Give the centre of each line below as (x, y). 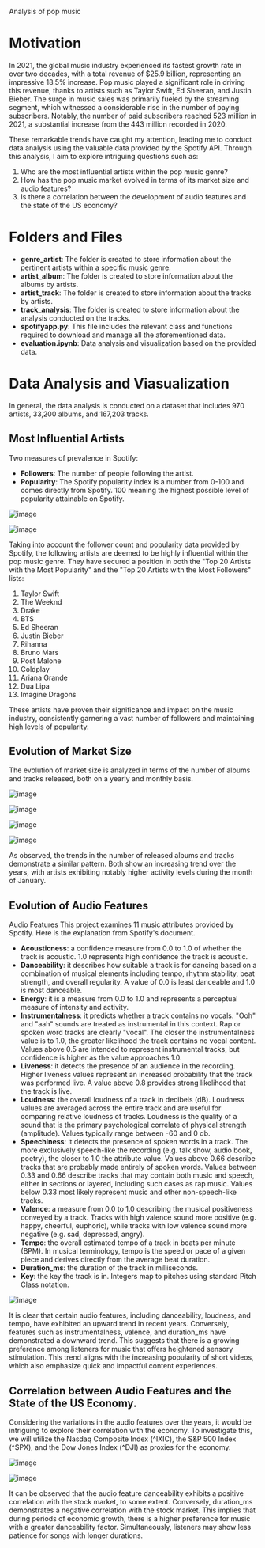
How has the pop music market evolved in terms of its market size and (134, 180)
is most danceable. (51, 990)
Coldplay (35, 669)
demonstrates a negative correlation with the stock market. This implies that (132, 1510)
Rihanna (34, 643)
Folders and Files (66, 237)
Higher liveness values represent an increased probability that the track (136, 1075)
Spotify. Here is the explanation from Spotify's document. (102, 933)
